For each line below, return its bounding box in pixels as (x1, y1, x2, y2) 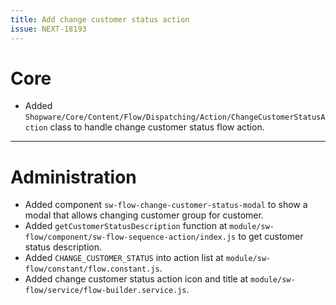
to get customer (238, 231, 304, 243)
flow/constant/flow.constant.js (24, 264, 160, 275)
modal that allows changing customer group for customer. (24, 209, 264, 221)
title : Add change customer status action (10, 14, 190, 25)
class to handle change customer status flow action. (49, 121, 265, 133)
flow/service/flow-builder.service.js (24, 286, 187, 296)
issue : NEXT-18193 (10, 24, 87, 34)
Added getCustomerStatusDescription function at (24, 220, 228, 232)
